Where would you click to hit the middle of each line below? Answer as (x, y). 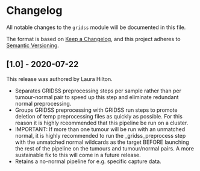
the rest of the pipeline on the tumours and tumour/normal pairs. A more (105, 148)
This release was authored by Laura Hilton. (59, 79)
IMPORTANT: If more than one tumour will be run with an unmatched (100, 129)
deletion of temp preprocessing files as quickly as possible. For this (98, 116)
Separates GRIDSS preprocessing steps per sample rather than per (98, 91)
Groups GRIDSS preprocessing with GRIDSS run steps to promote (96, 110)
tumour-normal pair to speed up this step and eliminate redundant (97, 97)
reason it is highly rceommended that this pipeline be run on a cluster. (102, 123)
